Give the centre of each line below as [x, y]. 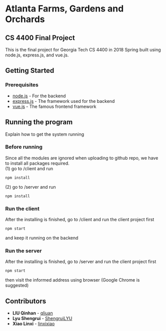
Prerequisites [22, 85]
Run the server [23, 251]
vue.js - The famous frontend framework [54, 106]
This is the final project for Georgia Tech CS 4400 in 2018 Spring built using [83, 50]
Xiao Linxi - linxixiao [33, 324]
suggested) [17, 286]
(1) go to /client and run [29, 168]
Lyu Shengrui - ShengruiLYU [42, 319]
